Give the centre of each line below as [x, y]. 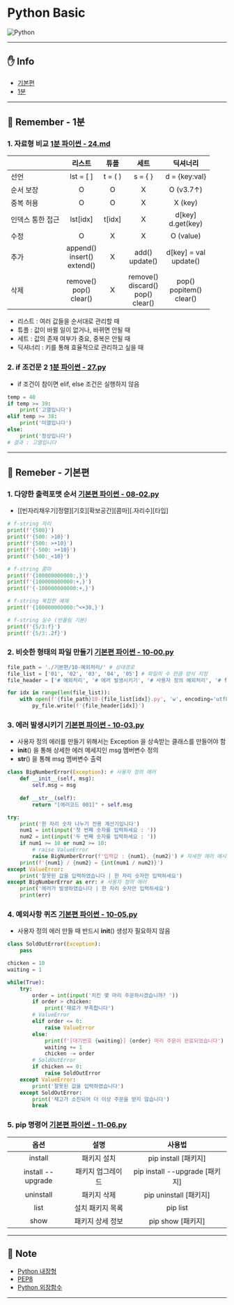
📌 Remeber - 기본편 [48, 473]
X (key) [186, 202]
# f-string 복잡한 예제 [38, 601]
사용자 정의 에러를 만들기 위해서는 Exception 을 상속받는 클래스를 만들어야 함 [122, 742]
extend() [81, 265]
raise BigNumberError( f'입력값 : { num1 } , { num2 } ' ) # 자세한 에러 [123, 856]
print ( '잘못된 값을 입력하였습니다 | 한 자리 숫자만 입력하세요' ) [101, 876]
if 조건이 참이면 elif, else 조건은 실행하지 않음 [78, 384]
